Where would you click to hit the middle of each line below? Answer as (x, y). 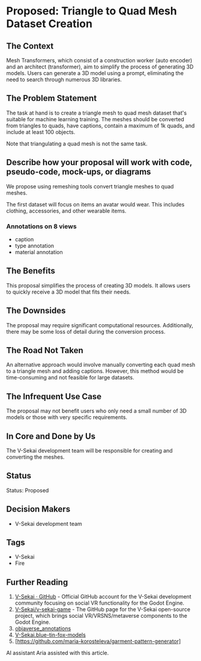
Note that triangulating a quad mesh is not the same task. (77, 143)
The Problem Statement (52, 98)
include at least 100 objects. (41, 132)
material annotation (39, 252)
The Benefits (31, 271)
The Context (30, 46)
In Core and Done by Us (51, 436)
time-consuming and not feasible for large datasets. (70, 378)
